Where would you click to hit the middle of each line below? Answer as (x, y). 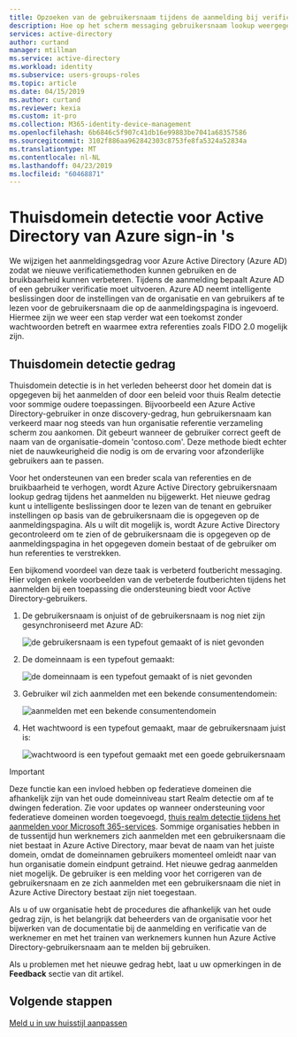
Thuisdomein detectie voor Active (137, 217)
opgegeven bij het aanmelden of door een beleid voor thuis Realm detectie (145, 395)
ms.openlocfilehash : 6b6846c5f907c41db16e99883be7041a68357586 (128, 133)
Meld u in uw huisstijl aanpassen (69, 1023)
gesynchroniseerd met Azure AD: (83, 625)
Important (27, 772)
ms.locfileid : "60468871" (57, 174)
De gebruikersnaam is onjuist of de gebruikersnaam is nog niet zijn (143, 615)
